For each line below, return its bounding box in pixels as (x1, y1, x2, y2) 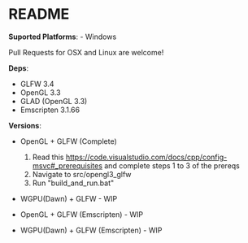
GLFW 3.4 (20, 79, 54, 89)
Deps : (8, 63, 29, 73)
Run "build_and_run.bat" (32, 178, 115, 188)
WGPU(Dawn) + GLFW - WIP (20, 193, 118, 203)
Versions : (8, 120, 42, 130)
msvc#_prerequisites (32, 160, 103, 171)
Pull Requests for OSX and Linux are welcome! (8, 47, 164, 57)
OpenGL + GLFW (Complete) (20, 136, 118, 146)
